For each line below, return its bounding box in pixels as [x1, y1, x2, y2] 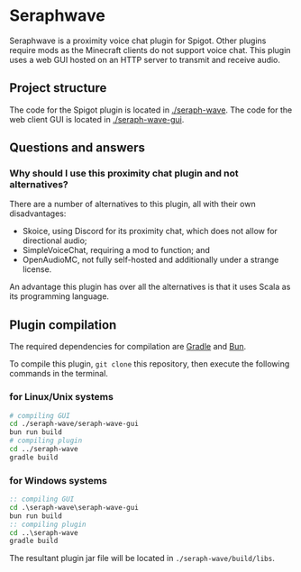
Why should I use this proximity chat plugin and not [9, 168, 239, 180]
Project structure [9, 80, 107, 95]
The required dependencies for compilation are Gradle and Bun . [9, 341, 247, 352]
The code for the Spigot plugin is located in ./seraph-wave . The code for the [9, 104, 293, 115]
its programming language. [9, 291, 110, 302]
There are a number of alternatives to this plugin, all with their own [9, 199, 256, 210]
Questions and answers [9, 141, 146, 156]
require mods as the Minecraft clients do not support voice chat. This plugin [9, 44, 291, 55]
